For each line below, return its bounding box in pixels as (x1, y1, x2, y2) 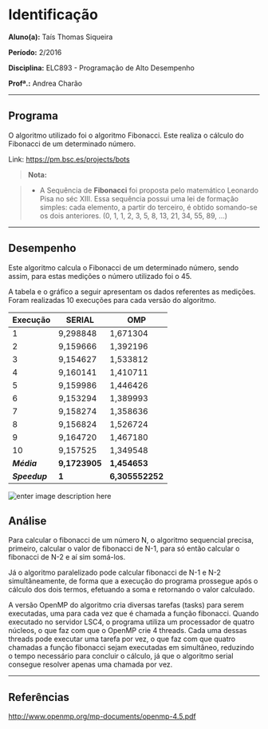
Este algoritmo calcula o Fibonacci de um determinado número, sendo (8, 262, 239, 273)
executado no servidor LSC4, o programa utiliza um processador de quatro (8, 617, 255, 627)
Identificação (8, 6, 98, 24)
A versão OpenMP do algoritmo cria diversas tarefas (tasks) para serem (8, 600, 245, 610)
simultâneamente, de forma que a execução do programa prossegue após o (8, 576, 258, 586)
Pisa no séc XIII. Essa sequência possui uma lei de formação (39, 193, 239, 203)
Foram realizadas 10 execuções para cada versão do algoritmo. (8, 295, 217, 305)
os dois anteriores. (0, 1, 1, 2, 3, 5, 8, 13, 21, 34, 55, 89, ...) (39, 210, 228, 221)
